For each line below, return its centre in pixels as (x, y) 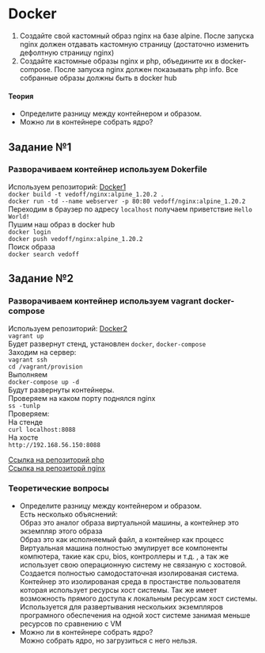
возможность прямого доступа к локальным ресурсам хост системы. (138, 598)
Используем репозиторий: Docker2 (68, 328)
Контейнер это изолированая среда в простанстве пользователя (130, 581)
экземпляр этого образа (61, 531)
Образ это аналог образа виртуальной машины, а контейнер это (129, 522)
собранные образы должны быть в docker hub (98, 78)
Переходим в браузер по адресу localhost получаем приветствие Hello (131, 209)
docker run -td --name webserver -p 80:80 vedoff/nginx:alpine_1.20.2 (127, 201)
